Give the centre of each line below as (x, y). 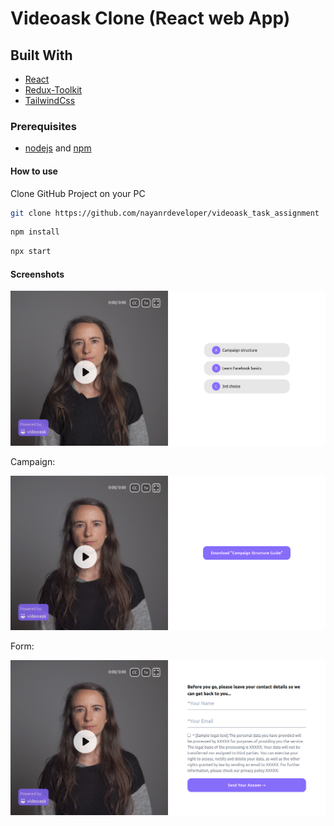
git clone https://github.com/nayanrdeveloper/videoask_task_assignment (165, 213)
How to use (34, 171)
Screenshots (37, 274)
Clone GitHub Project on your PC (78, 193)
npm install (35, 232)
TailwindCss (50, 100)
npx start (31, 252)
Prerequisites (43, 126)
